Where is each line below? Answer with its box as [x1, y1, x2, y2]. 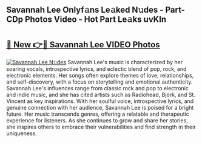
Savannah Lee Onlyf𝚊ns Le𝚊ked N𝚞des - [6, 5, 164, 15]
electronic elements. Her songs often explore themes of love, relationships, [6, 72, 194, 79]
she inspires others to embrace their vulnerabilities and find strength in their [6, 124, 196, 130]
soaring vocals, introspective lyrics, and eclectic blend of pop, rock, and [6, 65, 187, 72]
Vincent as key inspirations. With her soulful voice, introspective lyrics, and [6, 98, 194, 105]
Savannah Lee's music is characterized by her [67, 59, 183, 65]
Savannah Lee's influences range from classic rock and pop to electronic [6, 85, 189, 91]
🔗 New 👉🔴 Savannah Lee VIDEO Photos [6, 39, 160, 50]
